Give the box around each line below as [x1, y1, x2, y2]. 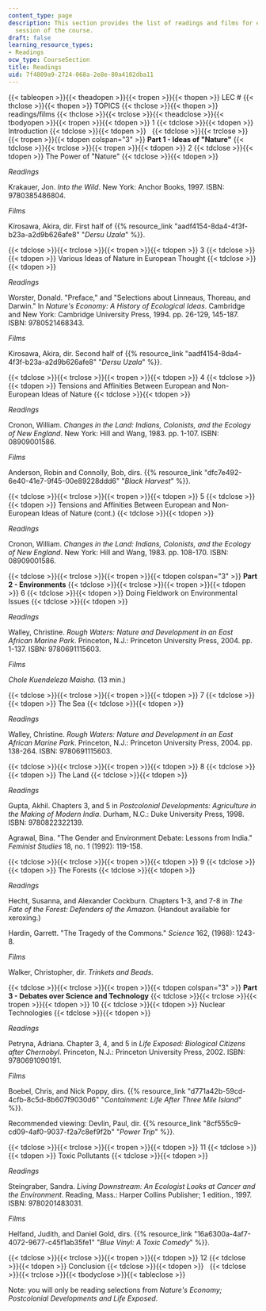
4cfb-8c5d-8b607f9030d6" [8, 1094, 100, 1104]
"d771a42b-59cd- [187, 1086, 246, 1095]
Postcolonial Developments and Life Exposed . [8, 1294, 158, 1303]
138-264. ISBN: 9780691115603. [8, 746, 112, 756]
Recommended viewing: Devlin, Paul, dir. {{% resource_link [8, 1118, 202, 1128]
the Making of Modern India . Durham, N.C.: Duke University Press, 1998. [8, 809, 245, 818]
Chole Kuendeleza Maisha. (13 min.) [8, 675, 127, 684]
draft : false [8, 33, 51, 42]
